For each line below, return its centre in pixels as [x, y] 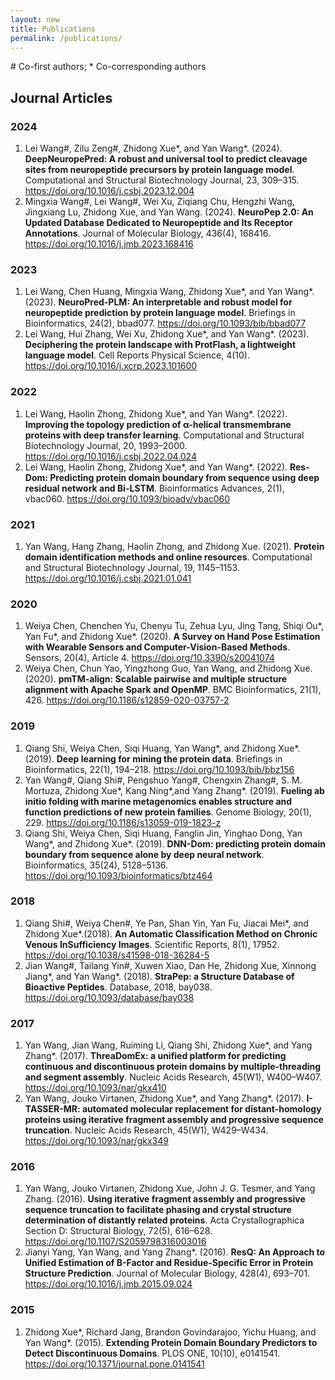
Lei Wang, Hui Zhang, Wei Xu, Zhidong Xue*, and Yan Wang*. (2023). [167, 334]
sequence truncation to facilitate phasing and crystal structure [158, 1210]
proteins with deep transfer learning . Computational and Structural [164, 435]
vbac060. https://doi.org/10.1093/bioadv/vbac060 [127, 498]
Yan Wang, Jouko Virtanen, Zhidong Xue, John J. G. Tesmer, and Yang [170, 1188]
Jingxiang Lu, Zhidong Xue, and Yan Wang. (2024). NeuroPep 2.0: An [169, 212]
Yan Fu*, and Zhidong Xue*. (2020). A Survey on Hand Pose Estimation [172, 637]
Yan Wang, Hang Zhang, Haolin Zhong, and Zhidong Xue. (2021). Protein [174, 546]
